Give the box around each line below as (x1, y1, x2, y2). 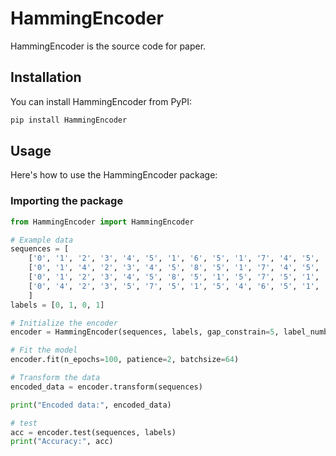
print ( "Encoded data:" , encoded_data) (10, 400, 172, 410)
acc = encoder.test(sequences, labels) (10, 427, 177, 437)
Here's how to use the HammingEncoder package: (10, 169, 218, 181)
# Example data (10, 235, 74, 245)
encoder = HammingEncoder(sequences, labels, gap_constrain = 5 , (10, 327, 280, 337)
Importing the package (10, 194, 124, 208)
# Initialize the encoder (10, 318, 118, 328)
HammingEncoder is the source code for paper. (10, 40, 207, 52)
